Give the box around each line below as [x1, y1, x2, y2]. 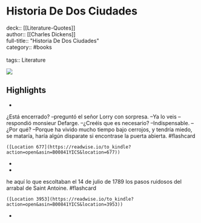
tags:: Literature [6, 56, 46, 63]
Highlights [6, 85, 47, 95]
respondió [6, 119, 32, 126]
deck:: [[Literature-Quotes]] [6, 24, 76, 31]
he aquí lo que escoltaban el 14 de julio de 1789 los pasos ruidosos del [6, 178, 182, 185]
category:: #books [6, 44, 53, 51]
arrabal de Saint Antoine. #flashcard [6, 184, 97, 192]
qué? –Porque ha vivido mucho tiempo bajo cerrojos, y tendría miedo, [19, 126, 193, 133]
